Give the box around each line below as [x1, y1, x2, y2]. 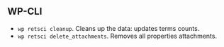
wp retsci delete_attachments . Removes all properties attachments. [17, 32, 218, 40]
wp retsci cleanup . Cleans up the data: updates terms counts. [17, 24, 200, 32]
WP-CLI [7, 6, 43, 18]
